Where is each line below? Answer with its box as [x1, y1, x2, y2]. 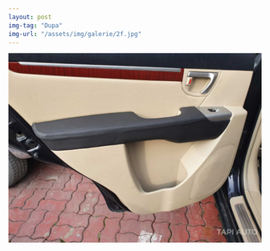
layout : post [8, 13, 52, 21]
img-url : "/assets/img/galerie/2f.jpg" [8, 30, 142, 38]
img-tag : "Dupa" [8, 21, 63, 30]
